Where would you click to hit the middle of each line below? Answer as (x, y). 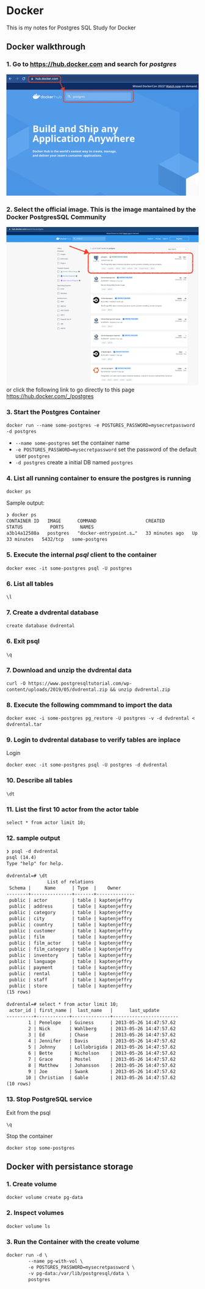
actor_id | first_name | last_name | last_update (84, 1011)
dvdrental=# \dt (27, 876)
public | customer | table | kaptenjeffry (70, 931)
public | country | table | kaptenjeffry (70, 925)
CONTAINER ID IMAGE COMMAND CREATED (86, 521)
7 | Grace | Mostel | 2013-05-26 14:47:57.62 (102, 1060)
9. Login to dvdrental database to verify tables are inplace (94, 740)
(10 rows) (19, 1084)
